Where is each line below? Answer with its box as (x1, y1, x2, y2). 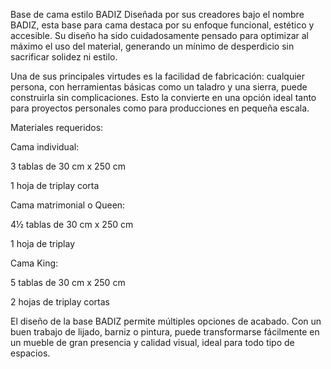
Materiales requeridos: (10, 122, 104, 133)
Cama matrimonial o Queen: (10, 199, 126, 211)
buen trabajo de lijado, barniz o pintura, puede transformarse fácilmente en (10, 326, 320, 338)
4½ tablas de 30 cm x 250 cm (10, 219, 134, 230)
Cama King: (10, 257, 59, 269)
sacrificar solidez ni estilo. (10, 51, 118, 63)
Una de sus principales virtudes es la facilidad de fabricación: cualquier (10, 70, 306, 82)
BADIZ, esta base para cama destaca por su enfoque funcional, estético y (10, 19, 315, 31)
